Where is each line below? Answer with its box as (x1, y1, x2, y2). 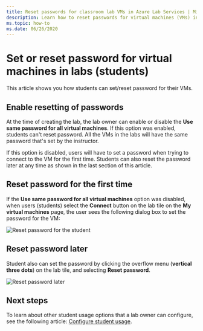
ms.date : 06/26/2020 (6, 25, 59, 32)
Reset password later (6, 244, 88, 254)
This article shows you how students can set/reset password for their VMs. (6, 85, 193, 92)
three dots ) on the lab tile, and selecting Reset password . (6, 266, 151, 274)
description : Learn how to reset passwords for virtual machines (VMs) (6, 14, 190, 21)
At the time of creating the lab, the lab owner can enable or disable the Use (6, 118, 193, 125)
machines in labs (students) (6, 65, 149, 79)
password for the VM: (6, 214, 60, 222)
